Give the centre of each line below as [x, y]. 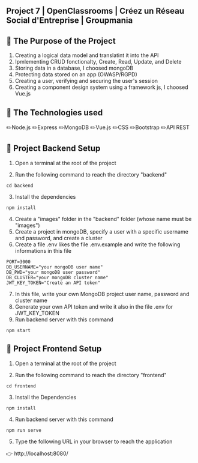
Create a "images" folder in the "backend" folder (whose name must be [103, 219]
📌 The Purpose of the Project [61, 41]
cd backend [20, 186]
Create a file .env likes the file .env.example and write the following [97, 244]
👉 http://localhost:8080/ [37, 453]
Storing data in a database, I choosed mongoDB [74, 68]
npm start [19, 330]
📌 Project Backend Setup [53, 149]
